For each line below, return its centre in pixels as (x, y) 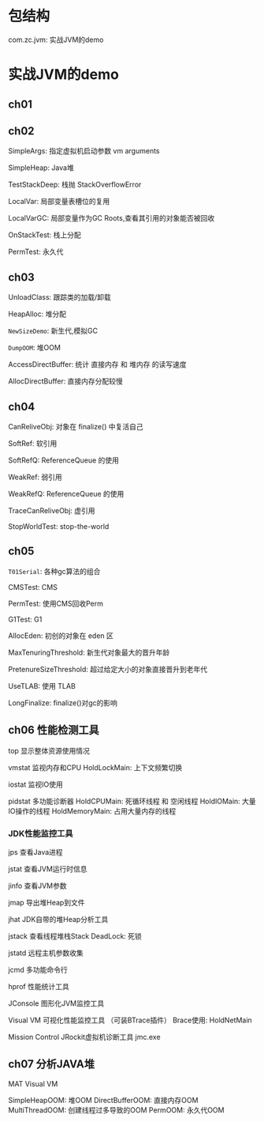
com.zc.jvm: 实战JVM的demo (56, 40)
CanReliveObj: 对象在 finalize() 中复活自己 (76, 426)
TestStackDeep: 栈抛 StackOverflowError (75, 185)
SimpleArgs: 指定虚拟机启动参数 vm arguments (84, 151)
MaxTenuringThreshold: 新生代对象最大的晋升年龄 (89, 652)
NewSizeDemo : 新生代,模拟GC (53, 331)
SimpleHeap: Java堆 (41, 168)
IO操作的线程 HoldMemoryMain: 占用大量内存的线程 (92, 810)
